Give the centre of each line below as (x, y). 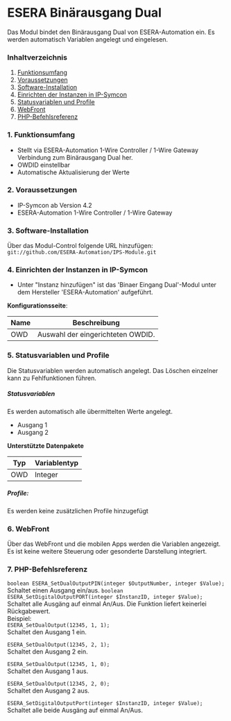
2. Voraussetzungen (42, 190)
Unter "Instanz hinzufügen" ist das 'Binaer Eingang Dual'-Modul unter (117, 285)
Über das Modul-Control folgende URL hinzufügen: (80, 246)
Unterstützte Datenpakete (46, 445)
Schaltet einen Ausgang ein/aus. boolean (65, 590)
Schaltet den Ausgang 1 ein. (47, 632)
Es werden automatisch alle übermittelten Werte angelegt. (90, 411)
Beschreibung (96, 323)
